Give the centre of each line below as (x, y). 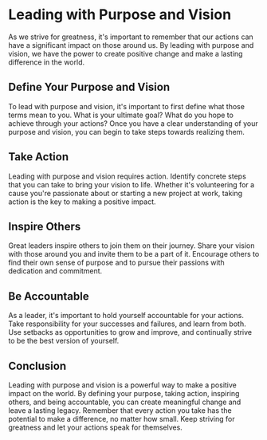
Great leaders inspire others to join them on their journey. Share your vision (132, 246)
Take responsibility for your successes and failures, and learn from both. (127, 324)
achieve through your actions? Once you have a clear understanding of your (133, 123)
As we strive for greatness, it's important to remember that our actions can (131, 37)
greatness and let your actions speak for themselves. (96, 427)
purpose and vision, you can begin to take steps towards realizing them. (127, 132)
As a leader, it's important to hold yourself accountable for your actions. (126, 316)
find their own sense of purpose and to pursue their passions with (116, 263)
